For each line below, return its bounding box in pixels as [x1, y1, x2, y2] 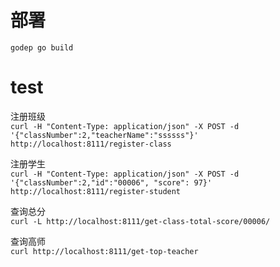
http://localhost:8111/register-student [10, 186, 182, 196]
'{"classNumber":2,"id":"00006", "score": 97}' [10, 177, 213, 188]
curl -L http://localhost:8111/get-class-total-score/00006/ [10, 216, 271, 226]
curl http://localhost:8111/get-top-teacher [10, 246, 199, 256]
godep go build [10, 42, 74, 53]
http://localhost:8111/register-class [10, 139, 172, 149]
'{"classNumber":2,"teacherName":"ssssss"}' [10, 130, 199, 140]
